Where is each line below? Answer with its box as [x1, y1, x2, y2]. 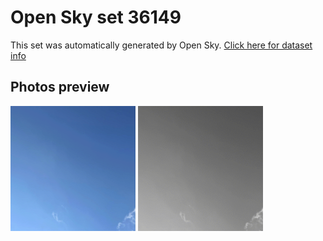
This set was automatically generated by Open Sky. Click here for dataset [10, 39, 313, 51]
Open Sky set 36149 [10, 6, 182, 29]
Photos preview [10, 79, 110, 96]
